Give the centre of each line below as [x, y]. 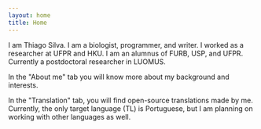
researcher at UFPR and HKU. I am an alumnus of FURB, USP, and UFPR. [126, 53]
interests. [23, 85]
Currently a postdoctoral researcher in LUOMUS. [87, 61]
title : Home [28, 23]
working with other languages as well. [70, 116]
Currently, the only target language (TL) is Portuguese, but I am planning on [130, 108]
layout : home [29, 15]
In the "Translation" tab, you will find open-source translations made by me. [130, 100]
